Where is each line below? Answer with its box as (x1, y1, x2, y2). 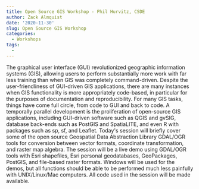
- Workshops (11, 36, 42, 42)
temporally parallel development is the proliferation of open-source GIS (6, 108, 181, 115)
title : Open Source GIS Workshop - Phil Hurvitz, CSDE (6, 8, 145, 15)
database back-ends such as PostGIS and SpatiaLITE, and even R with (6, 120, 179, 128)
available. (6, 177, 30, 184)
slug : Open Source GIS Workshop (6, 25, 86, 31)
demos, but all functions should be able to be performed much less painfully (6, 165, 194, 172)
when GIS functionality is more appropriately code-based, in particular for (6, 89, 188, 96)
